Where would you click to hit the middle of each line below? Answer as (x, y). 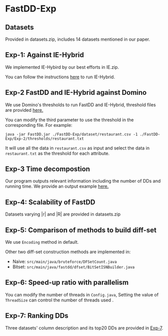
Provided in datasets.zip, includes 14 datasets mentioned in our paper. (78, 39)
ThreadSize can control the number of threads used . (59, 300)
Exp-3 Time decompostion (48, 169)
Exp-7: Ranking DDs (37, 316)
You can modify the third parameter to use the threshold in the (69, 120)
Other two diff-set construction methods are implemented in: (68, 252)
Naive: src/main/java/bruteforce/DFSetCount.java (64, 262)
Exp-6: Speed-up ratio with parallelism (67, 283)
